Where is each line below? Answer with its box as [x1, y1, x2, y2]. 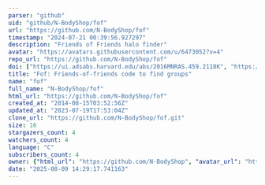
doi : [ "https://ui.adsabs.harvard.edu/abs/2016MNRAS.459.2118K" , [8, 63, 227, 71]
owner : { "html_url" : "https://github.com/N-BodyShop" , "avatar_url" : [8, 158, 242, 166]
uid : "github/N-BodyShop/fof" [8, 19, 108, 27]
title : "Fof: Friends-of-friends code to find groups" [8, 70, 192, 78]
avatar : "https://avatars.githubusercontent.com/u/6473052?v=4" [8, 48, 224, 56]
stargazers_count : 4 [8, 128, 77, 136]
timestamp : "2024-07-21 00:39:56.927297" [8, 33, 147, 42]
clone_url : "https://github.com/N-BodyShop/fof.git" [8, 114, 185, 122]
